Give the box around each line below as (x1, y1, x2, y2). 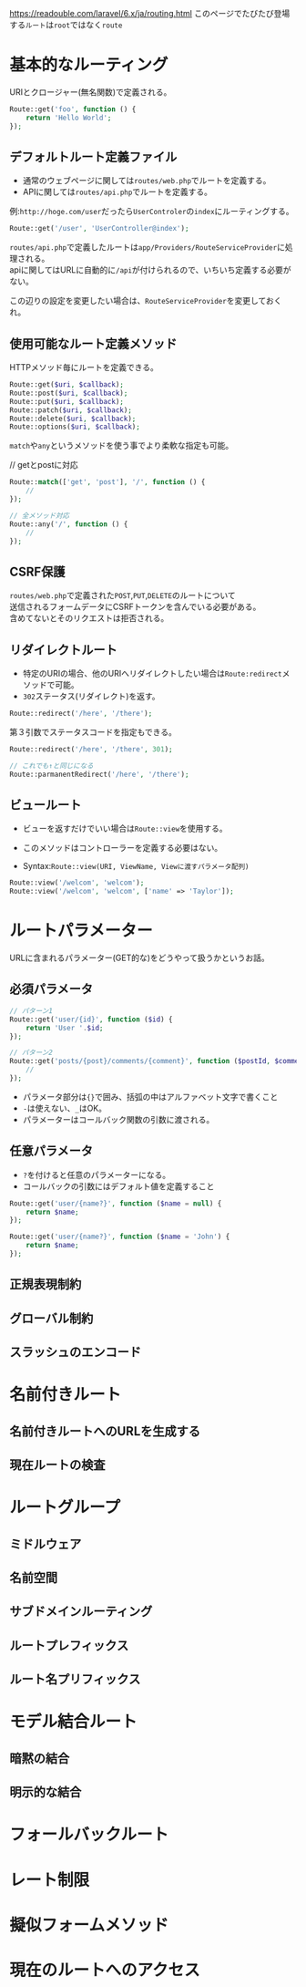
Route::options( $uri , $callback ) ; (9, 422, 141, 431)
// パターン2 (9, 1048, 53, 1058)
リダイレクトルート (9, 642, 117, 657)
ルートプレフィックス (9, 1638, 129, 1653)
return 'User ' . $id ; (25, 1023, 104, 1032)
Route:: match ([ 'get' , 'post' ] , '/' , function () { (9, 478, 206, 487)
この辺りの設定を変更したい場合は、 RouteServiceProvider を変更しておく (9, 295, 282, 306)
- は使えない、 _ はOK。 (22, 1102, 107, 1113)
